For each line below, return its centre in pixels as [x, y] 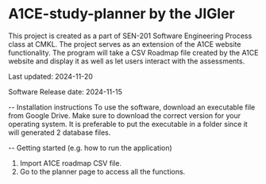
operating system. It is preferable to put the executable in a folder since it [128, 124]
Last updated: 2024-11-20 [51, 76]
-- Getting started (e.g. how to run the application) [90, 148]
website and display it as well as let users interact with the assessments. [127, 61]
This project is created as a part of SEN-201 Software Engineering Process [130, 36]
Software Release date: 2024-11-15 [66, 91]
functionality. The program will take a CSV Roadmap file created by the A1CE [133, 52]
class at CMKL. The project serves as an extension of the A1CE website [125, 44]
